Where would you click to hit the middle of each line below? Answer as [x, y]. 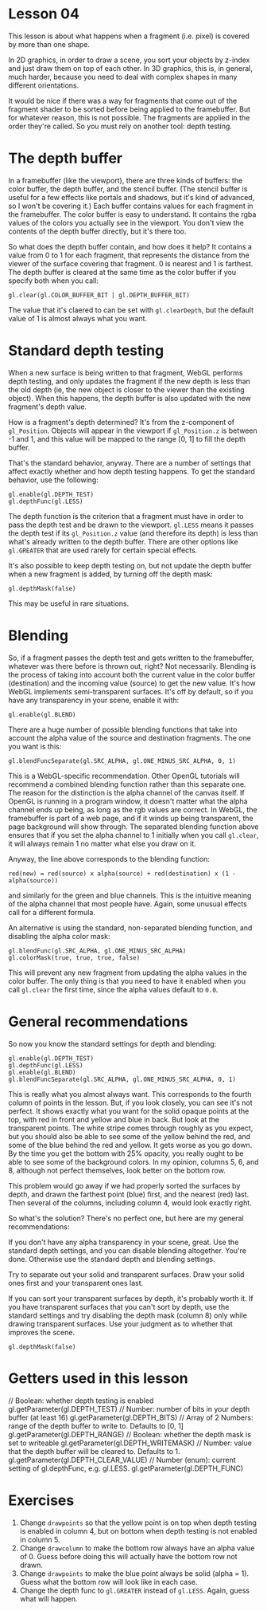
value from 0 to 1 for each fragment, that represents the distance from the [129, 255]
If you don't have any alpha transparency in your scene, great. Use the [124, 1242]
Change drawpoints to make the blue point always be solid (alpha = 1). [134, 1573]
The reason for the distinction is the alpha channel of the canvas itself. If [126, 792]
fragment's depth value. [48, 407]
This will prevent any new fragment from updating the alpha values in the [128, 972]
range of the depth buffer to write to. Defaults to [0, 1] [96, 1426]
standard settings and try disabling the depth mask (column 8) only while [128, 1315]
